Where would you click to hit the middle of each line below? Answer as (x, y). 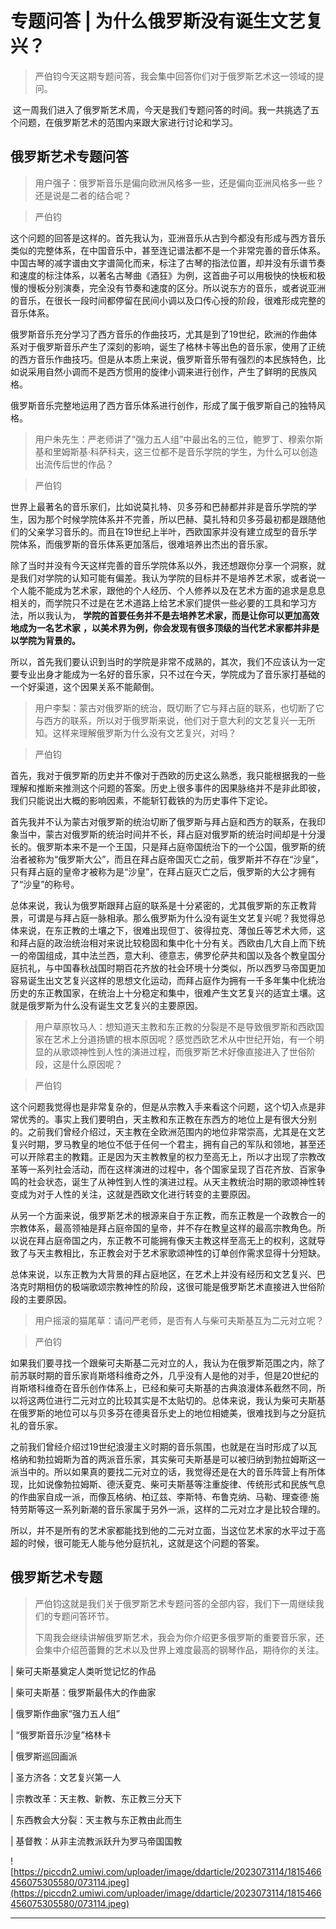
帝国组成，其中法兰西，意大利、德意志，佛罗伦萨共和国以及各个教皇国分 (176, 955)
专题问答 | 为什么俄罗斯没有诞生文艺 (158, 21)
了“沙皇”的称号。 (45, 884)
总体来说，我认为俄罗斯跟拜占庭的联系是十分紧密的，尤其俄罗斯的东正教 (159, 905)
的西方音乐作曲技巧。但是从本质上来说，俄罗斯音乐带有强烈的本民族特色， (163, 359)
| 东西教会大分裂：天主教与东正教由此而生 (96, 1819)
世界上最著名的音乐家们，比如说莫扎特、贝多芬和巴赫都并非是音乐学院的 (159, 506)
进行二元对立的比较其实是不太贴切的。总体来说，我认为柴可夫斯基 (189, 1400)
